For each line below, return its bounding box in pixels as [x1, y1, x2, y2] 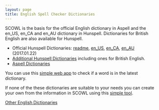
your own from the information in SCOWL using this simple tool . [5, 90, 134, 96]
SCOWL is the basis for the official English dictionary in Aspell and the [5, 25, 146, 31]
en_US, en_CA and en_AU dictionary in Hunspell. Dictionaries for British [5, 30, 149, 36]
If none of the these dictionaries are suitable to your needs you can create [5, 85, 155, 90]
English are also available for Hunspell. [5, 35, 83, 42]
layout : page [5, 7, 32, 12]
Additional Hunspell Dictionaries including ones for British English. [12, 55, 145, 61]
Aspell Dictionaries [12, 61, 50, 66]
